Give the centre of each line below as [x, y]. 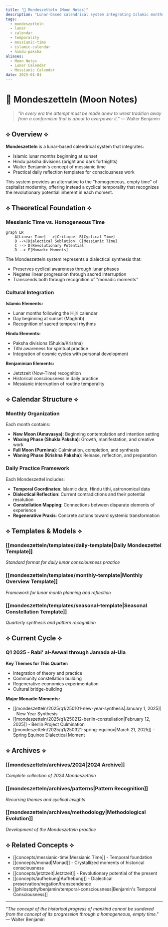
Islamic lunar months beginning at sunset [55, 156]
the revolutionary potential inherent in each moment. [60, 192]
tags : [11, 19]
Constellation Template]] [36, 611]
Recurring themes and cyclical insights [46, 799]
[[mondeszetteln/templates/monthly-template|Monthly [74, 575]
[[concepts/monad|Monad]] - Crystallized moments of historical [79, 863]
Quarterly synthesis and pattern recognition [51, 622]
